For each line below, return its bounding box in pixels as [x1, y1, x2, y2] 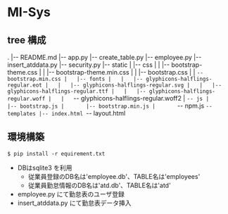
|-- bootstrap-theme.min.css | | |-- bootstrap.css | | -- [46, 68, 204, 76]
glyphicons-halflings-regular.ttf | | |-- [7, 88, 146, 95]
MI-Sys [7, 4, 51, 20]
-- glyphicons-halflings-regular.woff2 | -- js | [73, 94, 210, 102]
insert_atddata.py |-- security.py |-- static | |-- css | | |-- [7, 61, 170, 69]
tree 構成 [7, 34, 46, 46]
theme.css [7, 68, 38, 76]
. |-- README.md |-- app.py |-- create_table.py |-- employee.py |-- [7, 53, 202, 61]
